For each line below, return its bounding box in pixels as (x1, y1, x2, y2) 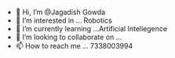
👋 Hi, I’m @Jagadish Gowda (15, 8, 106, 16)
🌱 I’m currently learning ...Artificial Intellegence (15, 24, 167, 33)
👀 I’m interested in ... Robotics (15, 16, 112, 25)
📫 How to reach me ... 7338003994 (15, 42, 133, 50)
